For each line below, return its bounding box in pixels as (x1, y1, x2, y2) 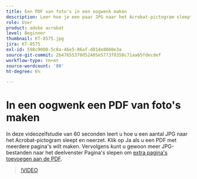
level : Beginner (6, 30, 46, 36)
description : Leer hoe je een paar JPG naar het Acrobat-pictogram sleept (6, 14, 193, 20)
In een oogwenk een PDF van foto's (6, 99, 181, 112)
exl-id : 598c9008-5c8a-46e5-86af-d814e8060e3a (6, 47, 122, 53)
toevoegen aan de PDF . (6, 156, 63, 163)
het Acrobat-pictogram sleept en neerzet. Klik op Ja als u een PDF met (6, 137, 177, 144)
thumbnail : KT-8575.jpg (6, 36, 64, 42)
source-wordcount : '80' (6, 63, 64, 69)
